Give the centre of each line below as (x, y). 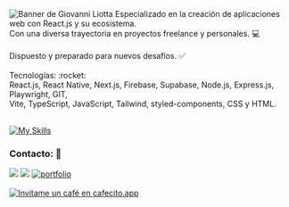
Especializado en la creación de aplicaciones (198, 14)
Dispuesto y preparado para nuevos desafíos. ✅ (97, 56)
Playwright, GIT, (39, 94)
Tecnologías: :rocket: (48, 75)
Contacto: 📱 (36, 153)
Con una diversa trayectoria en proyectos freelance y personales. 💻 (135, 33)
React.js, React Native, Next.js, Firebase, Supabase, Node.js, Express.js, (142, 85)
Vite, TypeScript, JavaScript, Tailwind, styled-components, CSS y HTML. (143, 103)
